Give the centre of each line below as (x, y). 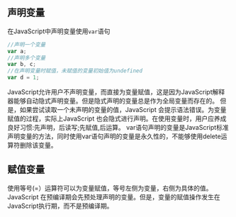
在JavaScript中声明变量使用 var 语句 (59, 31)
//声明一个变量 (27, 45)
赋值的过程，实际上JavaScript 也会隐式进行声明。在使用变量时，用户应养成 (117, 118)
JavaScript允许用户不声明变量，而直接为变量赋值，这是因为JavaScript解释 (116, 92)
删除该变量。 (38, 145)
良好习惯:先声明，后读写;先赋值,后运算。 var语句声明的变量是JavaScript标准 (118, 128)
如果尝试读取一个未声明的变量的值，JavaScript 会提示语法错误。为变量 (123, 110)
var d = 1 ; (23, 78)
